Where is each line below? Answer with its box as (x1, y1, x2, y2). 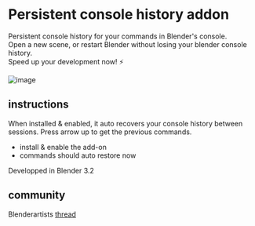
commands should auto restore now (19, 151, 137, 160)
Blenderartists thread (8, 210, 77, 219)
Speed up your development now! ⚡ (8, 56, 124, 66)
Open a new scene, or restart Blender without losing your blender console (8, 39, 247, 49)
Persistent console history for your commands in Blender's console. (8, 31, 228, 41)
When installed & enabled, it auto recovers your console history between (8, 118, 243, 128)
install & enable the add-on (19, 142, 107, 151)
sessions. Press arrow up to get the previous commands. (8, 127, 192, 137)
